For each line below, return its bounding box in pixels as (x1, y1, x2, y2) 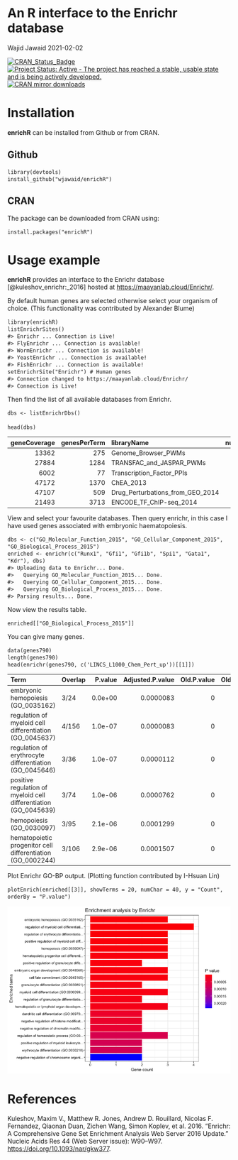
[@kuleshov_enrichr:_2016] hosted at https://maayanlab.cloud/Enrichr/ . (7, 283, 215, 292)
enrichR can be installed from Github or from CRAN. (7, 128, 159, 136)
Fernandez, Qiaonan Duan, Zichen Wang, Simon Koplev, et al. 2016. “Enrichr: (7, 1122, 231, 1130)
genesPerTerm (61, 438, 106, 447)
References (7, 1091, 76, 1107)
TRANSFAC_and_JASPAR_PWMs (110, 459, 206, 467)
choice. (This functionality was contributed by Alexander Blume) (7, 304, 195, 313)
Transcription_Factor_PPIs (110, 469, 188, 477)
